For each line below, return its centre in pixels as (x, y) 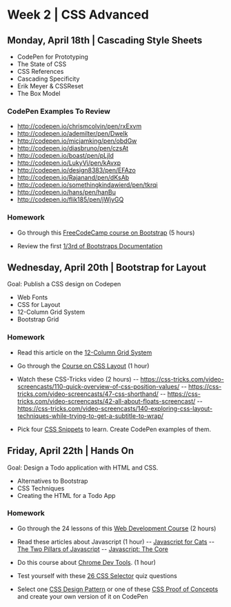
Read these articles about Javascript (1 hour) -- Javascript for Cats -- (116, 541)
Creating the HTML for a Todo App (66, 495)
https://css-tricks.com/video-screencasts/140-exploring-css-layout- (115, 408)
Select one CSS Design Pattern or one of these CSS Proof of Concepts (118, 589)
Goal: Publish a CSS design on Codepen (64, 284)
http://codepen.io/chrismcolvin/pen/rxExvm (79, 126)
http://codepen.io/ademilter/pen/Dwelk (72, 134)
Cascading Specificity (48, 79)
